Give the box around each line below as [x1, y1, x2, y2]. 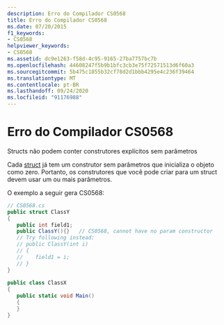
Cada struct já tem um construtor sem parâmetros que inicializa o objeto [7, 160, 214, 169]
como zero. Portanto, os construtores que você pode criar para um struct [7, 167, 218, 176]
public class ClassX [7, 279, 67, 287]
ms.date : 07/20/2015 [7, 23, 67, 30]
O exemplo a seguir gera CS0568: [7, 188, 104, 197]
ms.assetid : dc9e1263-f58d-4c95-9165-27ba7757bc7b [7, 56, 157, 62]
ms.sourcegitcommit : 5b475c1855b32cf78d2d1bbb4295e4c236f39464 [7, 68, 195, 75]
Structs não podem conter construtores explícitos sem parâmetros [7, 147, 198, 155]
